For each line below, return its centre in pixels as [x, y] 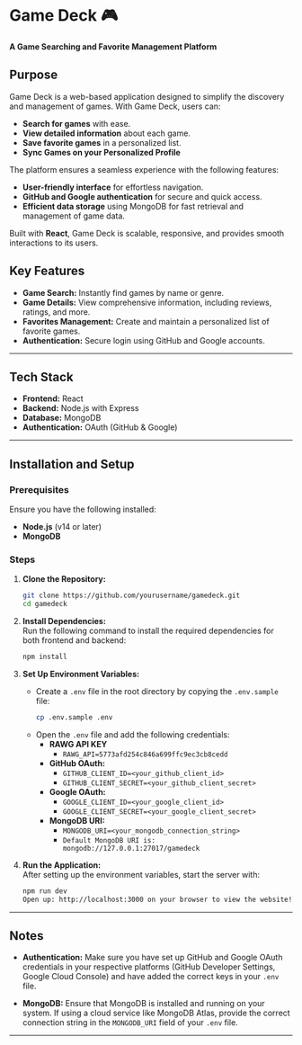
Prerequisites [39, 489]
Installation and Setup [72, 464]
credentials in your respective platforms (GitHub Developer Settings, [149, 967]
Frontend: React [53, 398]
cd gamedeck [44, 604]
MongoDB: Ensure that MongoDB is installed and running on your [143, 1004]
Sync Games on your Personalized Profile [102, 152]
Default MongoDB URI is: [109, 840]
